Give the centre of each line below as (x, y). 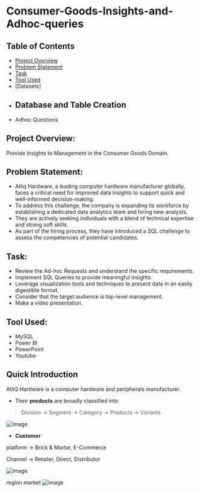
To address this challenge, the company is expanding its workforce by (102, 205)
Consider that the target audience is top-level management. (89, 297)
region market (23, 482)
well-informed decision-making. (55, 199)
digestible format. (37, 290)
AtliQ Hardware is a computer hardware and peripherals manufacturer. (93, 389)
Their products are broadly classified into (67, 400)
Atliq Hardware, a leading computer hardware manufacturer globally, (100, 186)
